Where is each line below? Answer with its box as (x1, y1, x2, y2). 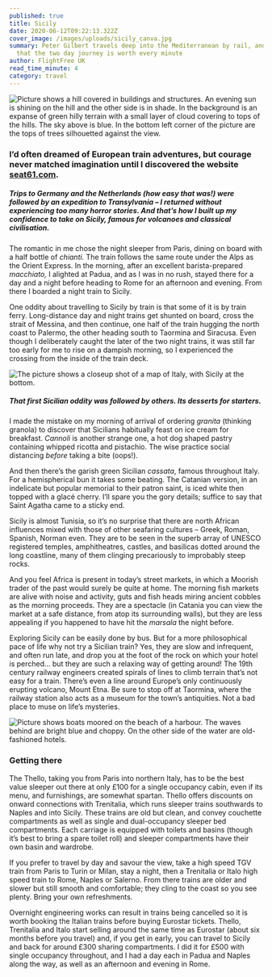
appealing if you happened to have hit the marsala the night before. (9, 618, 234, 627)
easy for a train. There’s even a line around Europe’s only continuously (9, 676, 243, 686)
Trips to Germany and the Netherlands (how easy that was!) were (9, 189, 235, 199)
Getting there (9, 755, 63, 766)
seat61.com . (9, 169, 59, 180)
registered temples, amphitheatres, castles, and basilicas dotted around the (9, 542, 261, 551)
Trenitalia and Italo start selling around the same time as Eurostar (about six (9, 925, 261, 934)
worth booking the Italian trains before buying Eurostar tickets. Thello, (9, 916, 241, 925)
